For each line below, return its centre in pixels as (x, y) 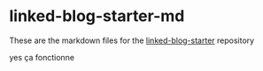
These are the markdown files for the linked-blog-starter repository (132, 40)
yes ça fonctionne (42, 57)
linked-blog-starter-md (97, 16)
